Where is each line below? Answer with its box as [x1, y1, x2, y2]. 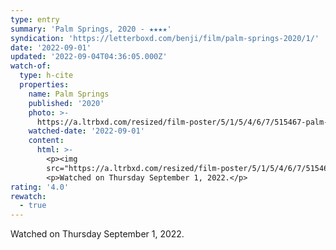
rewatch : [10, 191, 47, 201]
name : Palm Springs [28, 89, 110, 99]
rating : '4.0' [10, 182, 70, 192]
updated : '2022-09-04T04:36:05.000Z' [10, 52, 168, 62]
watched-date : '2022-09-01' [28, 126, 145, 136]
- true [19, 201, 47, 211]
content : [28, 136, 65, 146]
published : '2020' [28, 98, 105, 108]
